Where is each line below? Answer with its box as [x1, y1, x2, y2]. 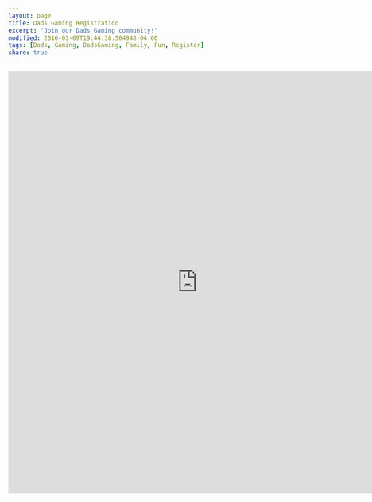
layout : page [8, 11, 52, 20]
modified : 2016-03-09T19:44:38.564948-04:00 [8, 33, 158, 42]
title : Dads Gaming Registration [8, 19, 119, 27]
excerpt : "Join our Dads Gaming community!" [8, 26, 158, 34]
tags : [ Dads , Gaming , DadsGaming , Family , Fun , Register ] [8, 41, 204, 49]
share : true [8, 49, 48, 56]
